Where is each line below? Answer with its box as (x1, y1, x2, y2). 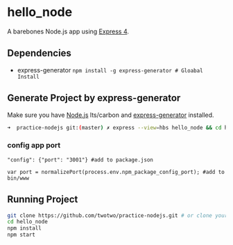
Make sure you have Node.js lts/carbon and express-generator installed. (7, 111, 214, 119)
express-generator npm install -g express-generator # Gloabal (17, 65, 203, 74)
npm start (7, 231, 36, 239)
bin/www (7, 175, 30, 182)
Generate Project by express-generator (7, 92, 181, 104)
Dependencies (7, 47, 71, 59)
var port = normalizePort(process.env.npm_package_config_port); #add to (7, 168, 225, 175)
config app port (7, 141, 61, 150)
